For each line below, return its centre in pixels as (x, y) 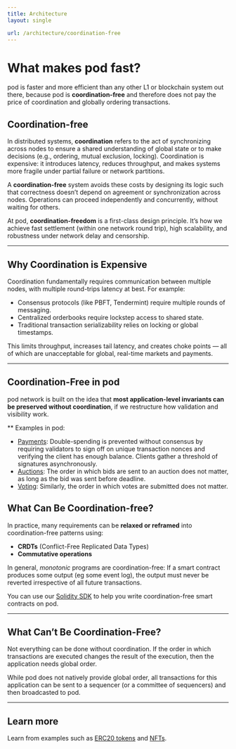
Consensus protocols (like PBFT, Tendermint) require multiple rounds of (122, 302)
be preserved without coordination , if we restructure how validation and (113, 406)
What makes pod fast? (74, 68)
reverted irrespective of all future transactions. (74, 582)
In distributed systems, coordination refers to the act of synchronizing (109, 141)
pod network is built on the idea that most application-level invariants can (116, 399)
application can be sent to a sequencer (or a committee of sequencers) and (117, 685)
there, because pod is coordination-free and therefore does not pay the (112, 95)
